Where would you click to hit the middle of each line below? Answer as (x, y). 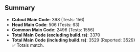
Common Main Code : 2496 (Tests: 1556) (53, 30)
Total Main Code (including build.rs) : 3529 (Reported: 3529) (73, 40)
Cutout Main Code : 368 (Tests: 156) (48, 19)
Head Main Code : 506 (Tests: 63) (46, 25)
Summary (20, 8)
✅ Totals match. (28, 45)
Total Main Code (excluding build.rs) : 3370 (56, 35)
